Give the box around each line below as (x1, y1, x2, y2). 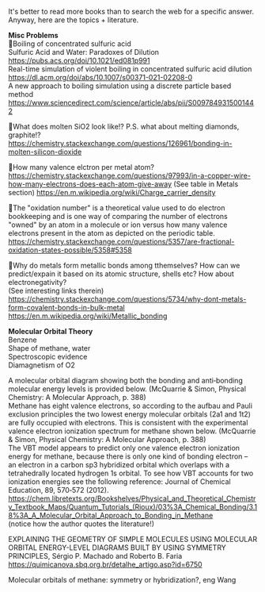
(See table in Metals (173, 179, 239, 189)
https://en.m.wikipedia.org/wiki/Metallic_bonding (8, 311, 168, 321)
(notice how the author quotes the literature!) (8, 519, 155, 529)
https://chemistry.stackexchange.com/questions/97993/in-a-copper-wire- (8, 171, 252, 180)
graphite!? (8, 130, 41, 140)
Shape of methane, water (8, 344, 91, 352)
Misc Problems (8, 31, 59, 40)
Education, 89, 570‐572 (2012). (8, 486, 109, 494)
